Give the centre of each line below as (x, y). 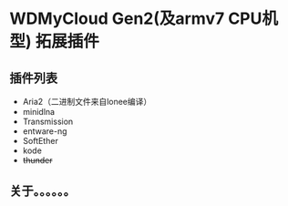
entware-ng (45, 131)
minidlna (39, 112)
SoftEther (41, 141)
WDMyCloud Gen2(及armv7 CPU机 (144, 19)
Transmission (48, 121)
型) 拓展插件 (55, 41)
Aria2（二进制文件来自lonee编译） (87, 102)
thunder (37, 160)
